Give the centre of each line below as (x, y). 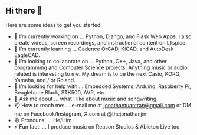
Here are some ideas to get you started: (54, 25)
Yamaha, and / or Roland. (45, 80)
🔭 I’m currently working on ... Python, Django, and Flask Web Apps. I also (103, 36)
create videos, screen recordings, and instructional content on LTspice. (100, 42)
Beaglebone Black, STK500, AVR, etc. (60, 92)
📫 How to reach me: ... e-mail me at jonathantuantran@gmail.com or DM (103, 105)
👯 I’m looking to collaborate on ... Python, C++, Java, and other (91, 61)
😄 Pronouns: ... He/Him (43, 120)
